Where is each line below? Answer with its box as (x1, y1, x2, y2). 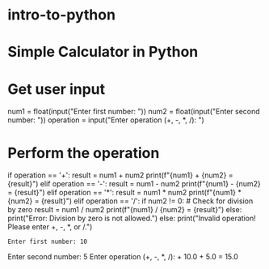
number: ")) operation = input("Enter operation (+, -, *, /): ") (7, 115, 205, 125)
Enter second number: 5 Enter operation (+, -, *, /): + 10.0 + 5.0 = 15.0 (7, 252, 239, 262)
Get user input (7, 79, 106, 98)
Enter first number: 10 (7, 237, 88, 246)
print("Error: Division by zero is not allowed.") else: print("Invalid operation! (7, 213, 256, 224)
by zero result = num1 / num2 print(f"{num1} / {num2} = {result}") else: (7, 205, 242, 215)
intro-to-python (7, 6, 116, 24)
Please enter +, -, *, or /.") (7, 222, 93, 232)
